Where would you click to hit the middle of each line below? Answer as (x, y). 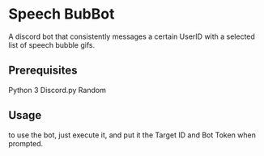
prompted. (26, 143)
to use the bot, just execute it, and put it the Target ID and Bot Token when (132, 135)
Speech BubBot (62, 14)
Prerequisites (43, 71)
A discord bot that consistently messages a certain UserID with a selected (132, 36)
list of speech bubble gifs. (52, 44)
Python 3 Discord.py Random (57, 90)
